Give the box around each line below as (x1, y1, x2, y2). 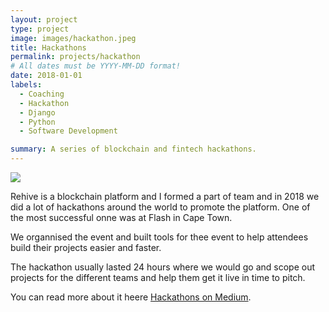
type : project (10, 24, 70, 34)
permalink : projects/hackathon (10, 52, 141, 62)
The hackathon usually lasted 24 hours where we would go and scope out (10, 261, 316, 273)
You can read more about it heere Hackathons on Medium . (10, 291, 252, 303)
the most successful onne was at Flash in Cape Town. (10, 212, 233, 223)
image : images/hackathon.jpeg (10, 33, 137, 43)
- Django (19, 107, 56, 118)
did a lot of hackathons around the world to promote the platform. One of (10, 201, 311, 213)
